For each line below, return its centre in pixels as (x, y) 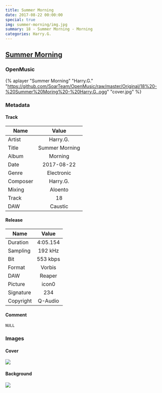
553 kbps (48, 259)
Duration (18, 242)
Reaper (48, 276)
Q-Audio (48, 301)
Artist (15, 139)
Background (19, 373)
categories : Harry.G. (28, 34)
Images (15, 338)
